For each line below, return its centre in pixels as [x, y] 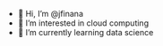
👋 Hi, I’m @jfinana [50, 14]
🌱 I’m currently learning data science [86, 32]
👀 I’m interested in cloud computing [83, 23]
